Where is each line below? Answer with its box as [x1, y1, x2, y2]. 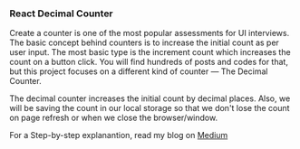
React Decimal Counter [9, 7, 113, 20]
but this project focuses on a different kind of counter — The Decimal [9, 66, 268, 77]
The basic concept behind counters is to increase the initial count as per [9, 37, 279, 48]
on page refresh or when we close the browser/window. [9, 112, 218, 124]
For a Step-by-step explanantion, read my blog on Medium [9, 130, 228, 141]
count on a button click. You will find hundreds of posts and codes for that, [9, 57, 288, 68]
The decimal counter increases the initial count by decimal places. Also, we [9, 93, 291, 104]
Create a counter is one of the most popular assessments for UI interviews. [9, 28, 290, 39]
